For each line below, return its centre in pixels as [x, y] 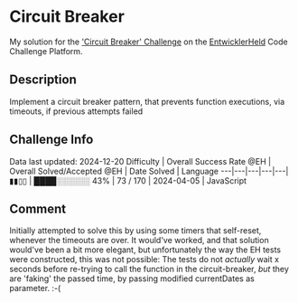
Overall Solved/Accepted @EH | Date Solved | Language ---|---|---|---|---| [149, 171]
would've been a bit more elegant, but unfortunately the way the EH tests [145, 250]
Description [43, 80]
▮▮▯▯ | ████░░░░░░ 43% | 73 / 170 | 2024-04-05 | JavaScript [128, 180]
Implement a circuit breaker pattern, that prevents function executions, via [147, 101]
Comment [38, 208]
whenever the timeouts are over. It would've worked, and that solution [139, 241]
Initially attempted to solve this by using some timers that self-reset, [135, 231]
